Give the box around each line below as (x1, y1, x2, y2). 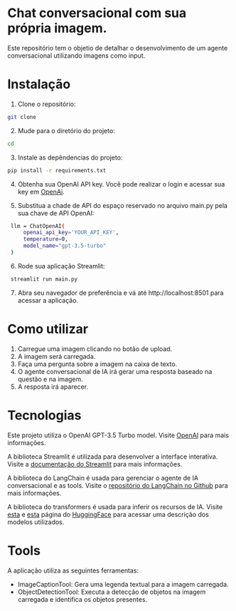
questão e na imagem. (17, 375, 83, 383)
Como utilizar (7, 320, 89, 337)
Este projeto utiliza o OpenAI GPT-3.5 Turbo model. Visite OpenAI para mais (7, 431, 230, 439)
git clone (7, 113, 37, 120)
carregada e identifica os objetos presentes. (17, 595, 148, 603)
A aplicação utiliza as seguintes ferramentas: (7, 566, 139, 575)
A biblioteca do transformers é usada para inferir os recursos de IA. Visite (7, 502, 223, 511)
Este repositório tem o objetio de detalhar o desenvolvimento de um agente (7, 43, 228, 52)
